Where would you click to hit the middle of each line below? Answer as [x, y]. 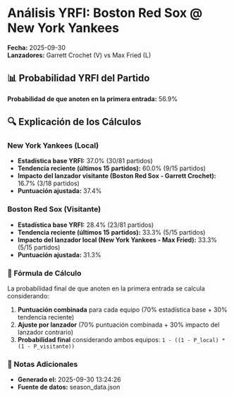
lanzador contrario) [45, 332]
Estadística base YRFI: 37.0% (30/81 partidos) [85, 161]
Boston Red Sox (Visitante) [54, 209]
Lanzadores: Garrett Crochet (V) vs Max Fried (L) [79, 55]
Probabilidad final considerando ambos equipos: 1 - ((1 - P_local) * [121, 340]
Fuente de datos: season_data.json [69, 387]
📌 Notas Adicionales [43, 364]
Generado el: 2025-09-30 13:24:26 [69, 380]
